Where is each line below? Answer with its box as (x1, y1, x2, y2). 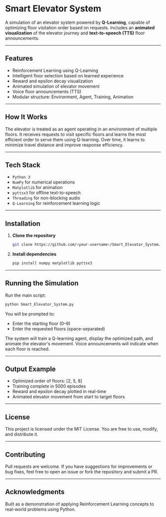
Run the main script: (5, 292, 46, 298)
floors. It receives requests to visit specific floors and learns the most (5, 131, 146, 137)
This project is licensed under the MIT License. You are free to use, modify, (5, 426, 158, 432)
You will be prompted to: (5, 311, 55, 317)
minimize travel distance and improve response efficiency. (5, 142, 124, 148)
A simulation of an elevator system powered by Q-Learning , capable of (5, 19, 150, 25)
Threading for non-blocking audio (12, 195, 81, 201)
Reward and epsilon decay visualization (12, 78, 93, 84)
